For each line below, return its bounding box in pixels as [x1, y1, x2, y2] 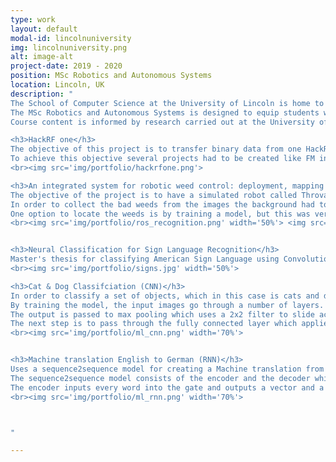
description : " [10, 89, 74, 99]
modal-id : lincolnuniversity [10, 33, 132, 43]
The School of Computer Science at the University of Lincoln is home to [10, 98, 325, 108]
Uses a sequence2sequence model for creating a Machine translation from [10, 364, 325, 374]
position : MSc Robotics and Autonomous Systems [10, 71, 213, 81]
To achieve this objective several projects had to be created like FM [10, 154, 315, 164]
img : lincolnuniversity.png [10, 42, 128, 53]
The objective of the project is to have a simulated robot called [10, 190, 298, 200]
